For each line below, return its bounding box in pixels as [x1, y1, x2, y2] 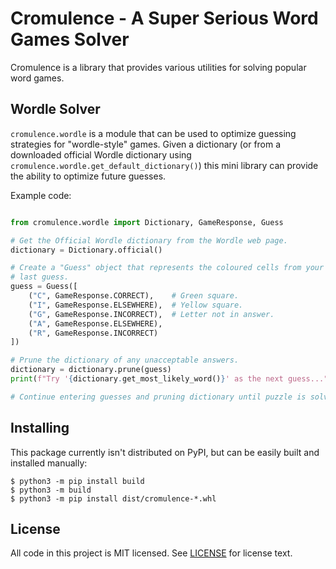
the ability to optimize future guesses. [10, 170, 167, 182]
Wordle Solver [10, 101, 101, 118]
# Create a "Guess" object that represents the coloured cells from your [10, 263, 325, 273]
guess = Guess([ [10, 282, 78, 292]
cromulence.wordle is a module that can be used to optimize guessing [10, 127, 297, 139]
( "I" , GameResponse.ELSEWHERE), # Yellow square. [28, 300, 244, 310]
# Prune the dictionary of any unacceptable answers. [10, 355, 240, 366]
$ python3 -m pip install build [10, 476, 145, 486]
